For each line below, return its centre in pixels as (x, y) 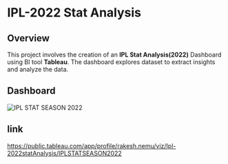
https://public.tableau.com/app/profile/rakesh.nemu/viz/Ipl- (92, 145)
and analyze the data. (38, 69)
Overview (29, 38)
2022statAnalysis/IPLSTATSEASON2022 (64, 153)
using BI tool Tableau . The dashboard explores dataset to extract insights (111, 62)
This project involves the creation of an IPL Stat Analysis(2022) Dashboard (114, 54)
